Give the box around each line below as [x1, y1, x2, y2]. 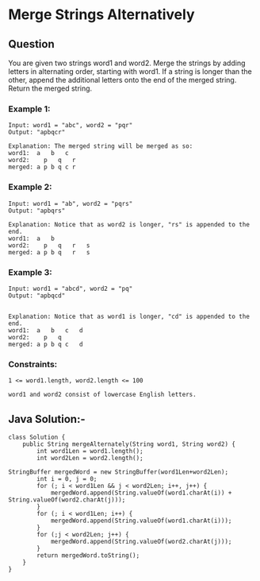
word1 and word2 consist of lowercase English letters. [8, 391, 197, 399]
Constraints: [8, 358, 58, 370]
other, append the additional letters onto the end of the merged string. [8, 76, 237, 84]
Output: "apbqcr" [8, 129, 66, 137]
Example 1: [8, 103, 51, 114]
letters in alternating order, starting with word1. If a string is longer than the [8, 67, 252, 76]
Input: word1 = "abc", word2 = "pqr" [8, 122, 133, 130]
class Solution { [8, 433, 66, 441]
